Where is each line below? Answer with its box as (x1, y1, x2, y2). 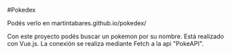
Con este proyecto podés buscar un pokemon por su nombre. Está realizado (7, 32, 224, 40)
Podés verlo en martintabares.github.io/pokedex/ (7, 19, 147, 27)
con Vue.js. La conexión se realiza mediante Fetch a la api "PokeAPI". (7, 40, 204, 47)
